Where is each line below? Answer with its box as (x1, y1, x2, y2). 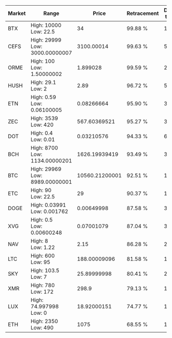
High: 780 (30, 282, 55, 289)
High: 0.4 (30, 129, 53, 137)
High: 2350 (30, 318, 58, 325)
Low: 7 (30, 273, 47, 280)
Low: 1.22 (30, 244, 55, 251)
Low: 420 (30, 121, 54, 128)
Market (8, 10, 26, 17)
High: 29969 (30, 165, 61, 173)
